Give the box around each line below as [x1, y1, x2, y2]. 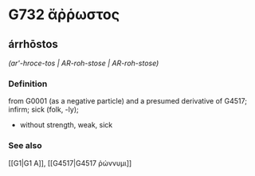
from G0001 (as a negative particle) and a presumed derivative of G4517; [8, 96, 247, 106]
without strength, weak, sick [19, 120, 113, 130]
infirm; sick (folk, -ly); [8, 105, 79, 115]
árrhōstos [8, 37, 58, 51]
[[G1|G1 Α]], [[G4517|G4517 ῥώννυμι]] [8, 158, 132, 168]
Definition [8, 78, 48, 89]
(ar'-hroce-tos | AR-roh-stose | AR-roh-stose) [8, 58, 159, 68]
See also [8, 140, 42, 151]
